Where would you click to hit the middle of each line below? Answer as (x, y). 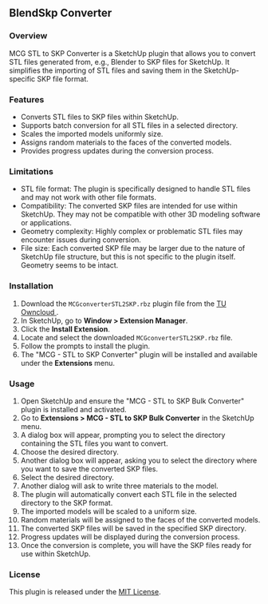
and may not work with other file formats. (89, 197)
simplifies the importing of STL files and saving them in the (106, 70)
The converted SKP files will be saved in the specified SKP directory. (133, 528)
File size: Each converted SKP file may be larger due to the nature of (133, 248)
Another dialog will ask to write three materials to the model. (119, 486)
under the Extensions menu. (67, 363)
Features (27, 99)
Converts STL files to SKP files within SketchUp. (99, 117)
